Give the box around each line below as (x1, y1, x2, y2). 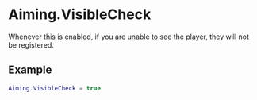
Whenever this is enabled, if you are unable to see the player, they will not (8, 32, 250, 41)
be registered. (8, 40, 54, 49)
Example (8, 63, 52, 77)
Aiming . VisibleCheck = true (8, 84, 102, 92)
